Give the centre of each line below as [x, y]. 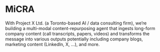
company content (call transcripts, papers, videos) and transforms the [77, 33]
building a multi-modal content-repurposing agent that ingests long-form [80, 28]
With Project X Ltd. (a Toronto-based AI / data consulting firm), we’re [76, 23]
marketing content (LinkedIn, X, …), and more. [52, 44]
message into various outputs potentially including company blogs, [74, 39]
